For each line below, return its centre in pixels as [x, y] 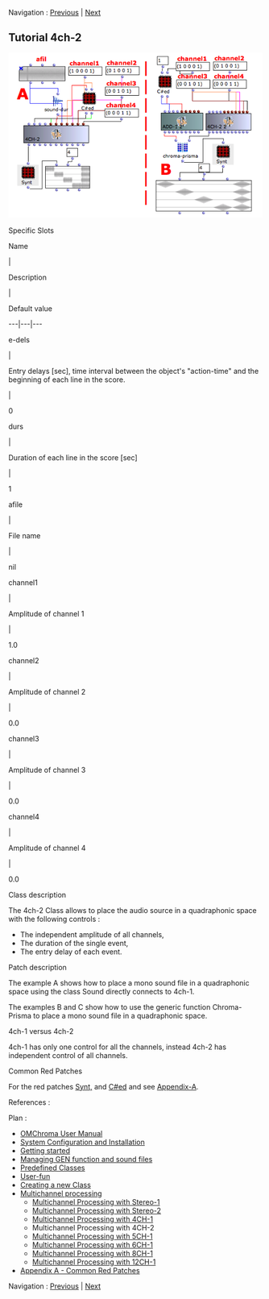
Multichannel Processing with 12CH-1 [94, 1262]
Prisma [20, 1015]
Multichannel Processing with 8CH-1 [92, 1253]
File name [25, 535]
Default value [30, 308]
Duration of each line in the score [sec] [73, 457]
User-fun [35, 1176]
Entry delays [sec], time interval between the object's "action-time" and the [134, 371]
